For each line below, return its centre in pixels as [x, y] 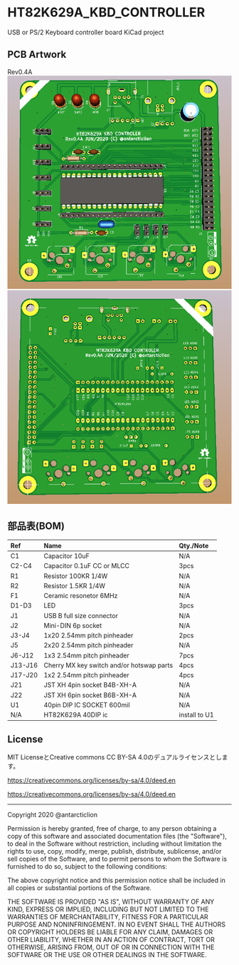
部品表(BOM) [36, 526]
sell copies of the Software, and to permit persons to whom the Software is [117, 859]
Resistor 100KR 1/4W [76, 576]
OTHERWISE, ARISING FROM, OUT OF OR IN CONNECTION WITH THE [111, 947]
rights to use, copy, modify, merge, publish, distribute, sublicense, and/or [115, 852]
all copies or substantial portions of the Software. [79, 888]
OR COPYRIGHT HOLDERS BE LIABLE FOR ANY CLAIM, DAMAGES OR [110, 932]
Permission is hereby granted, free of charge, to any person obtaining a [112, 829]
